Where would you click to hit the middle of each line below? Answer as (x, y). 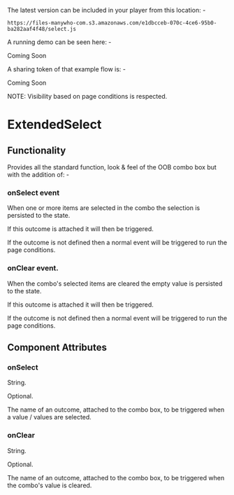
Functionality (37, 150)
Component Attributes (57, 347)
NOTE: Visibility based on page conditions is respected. (87, 96)
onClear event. (33, 268)
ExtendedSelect (54, 125)
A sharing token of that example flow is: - (67, 69)
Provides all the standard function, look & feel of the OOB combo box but (112, 167)
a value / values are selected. (50, 417)
